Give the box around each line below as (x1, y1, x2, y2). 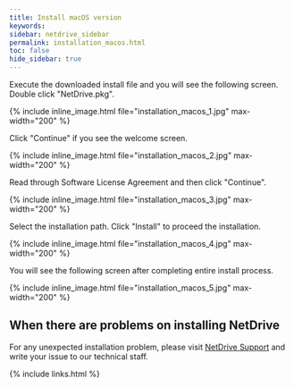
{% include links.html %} (9, 368, 100, 379)
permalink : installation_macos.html (9, 38, 146, 47)
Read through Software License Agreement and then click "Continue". (9, 177, 266, 188)
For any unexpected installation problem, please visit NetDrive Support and (9, 341, 286, 352)
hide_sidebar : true (9, 55, 82, 63)
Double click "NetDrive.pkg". (9, 88, 114, 99)
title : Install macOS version (9, 13, 122, 22)
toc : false (9, 46, 50, 55)
